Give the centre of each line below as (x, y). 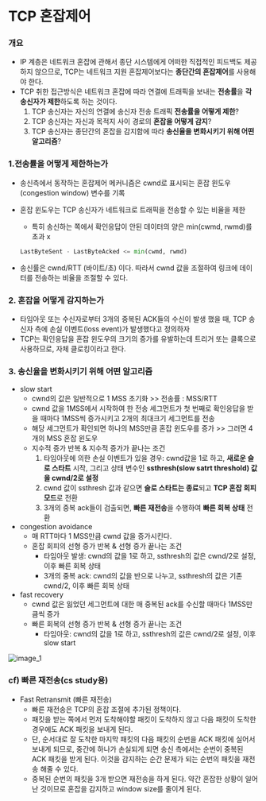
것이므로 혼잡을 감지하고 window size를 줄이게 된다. (121, 788)
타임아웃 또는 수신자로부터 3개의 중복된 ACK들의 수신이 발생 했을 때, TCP (133, 319)
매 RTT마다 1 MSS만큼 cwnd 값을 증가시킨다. (102, 536)
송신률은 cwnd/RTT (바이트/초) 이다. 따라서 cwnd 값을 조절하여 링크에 (129, 268)
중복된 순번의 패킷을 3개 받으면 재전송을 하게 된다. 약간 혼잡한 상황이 (137, 779)
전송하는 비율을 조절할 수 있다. (81, 277)
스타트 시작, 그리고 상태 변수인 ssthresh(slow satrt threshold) (150, 468)
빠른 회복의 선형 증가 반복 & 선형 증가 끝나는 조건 (107, 624)
